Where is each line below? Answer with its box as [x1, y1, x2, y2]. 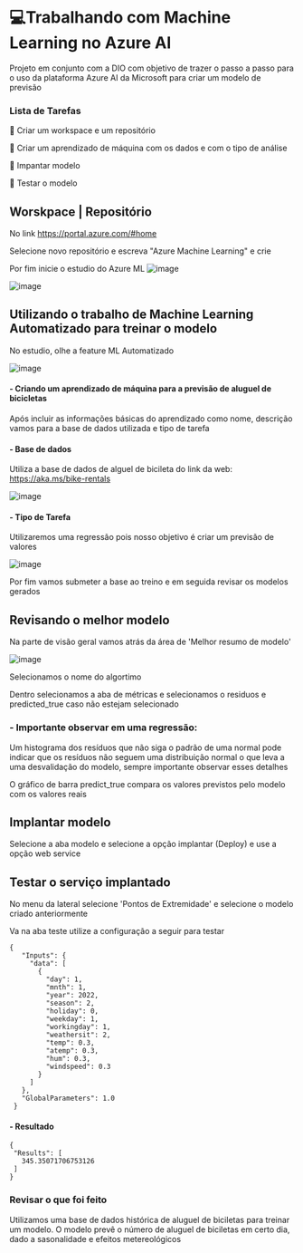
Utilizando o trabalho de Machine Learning [9, 307, 254, 323]
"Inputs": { [21, 951, 67, 960]
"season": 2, [45, 998, 95, 1008]
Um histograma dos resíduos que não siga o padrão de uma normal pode [9, 742, 282, 753]
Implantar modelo [9, 814, 111, 830]
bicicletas [9, 393, 48, 404]
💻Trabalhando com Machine [9, 7, 232, 28]
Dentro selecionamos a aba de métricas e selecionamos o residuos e [9, 689, 267, 700]
